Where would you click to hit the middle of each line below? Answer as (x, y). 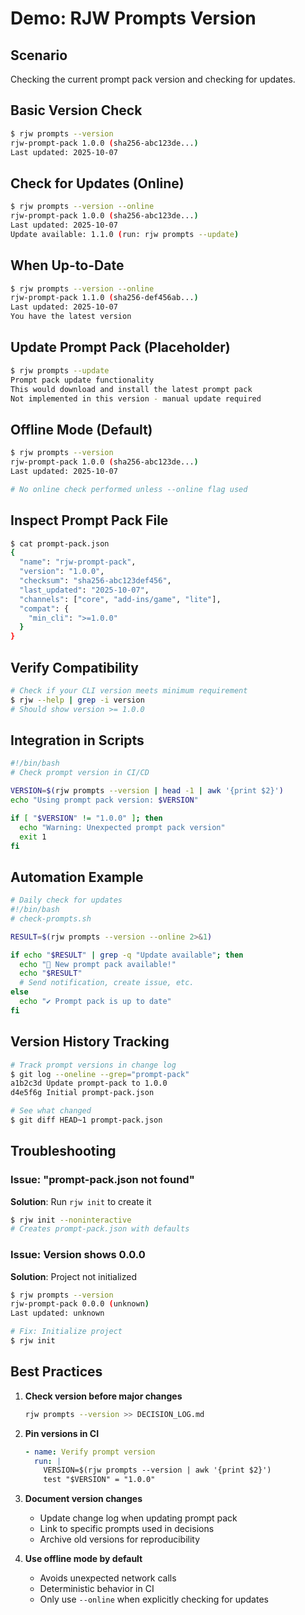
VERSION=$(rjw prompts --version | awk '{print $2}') (157, 1470)
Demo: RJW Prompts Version (133, 18)
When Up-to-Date (67, 265)
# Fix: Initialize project (66, 1332)
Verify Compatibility (74, 667)
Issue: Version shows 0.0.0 (78, 1255)
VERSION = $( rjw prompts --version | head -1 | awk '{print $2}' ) (147, 791)
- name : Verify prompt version (90, 1452)
